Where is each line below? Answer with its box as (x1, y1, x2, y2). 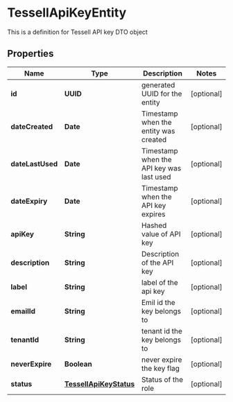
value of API (141, 229, 181, 238)
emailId (10, 306, 36, 316)
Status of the (141, 374, 184, 384)
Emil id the (141, 297, 175, 307)
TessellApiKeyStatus (64, 379, 135, 389)
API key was (141, 163, 182, 173)
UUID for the (141, 89, 182, 98)
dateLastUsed (10, 159, 58, 168)
